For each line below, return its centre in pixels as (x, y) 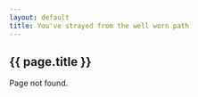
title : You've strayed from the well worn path (99, 26)
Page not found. (39, 83)
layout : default (39, 17)
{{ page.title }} (50, 62)
